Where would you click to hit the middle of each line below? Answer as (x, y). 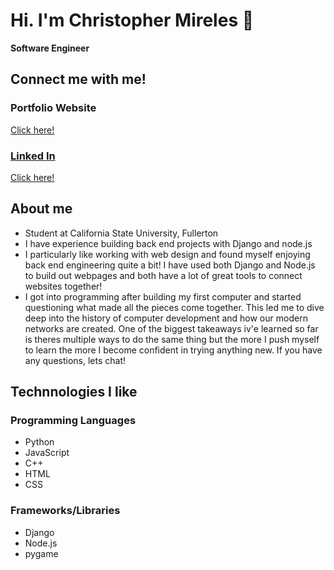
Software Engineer (50, 48)
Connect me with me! (78, 79)
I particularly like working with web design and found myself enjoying (167, 254)
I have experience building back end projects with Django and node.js (168, 243)
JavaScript (47, 453)
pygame (41, 553)
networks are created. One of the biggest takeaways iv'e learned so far (171, 328)
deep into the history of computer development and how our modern (166, 318)
